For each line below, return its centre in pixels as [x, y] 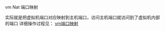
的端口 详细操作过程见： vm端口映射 [42, 23]
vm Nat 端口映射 [22, 7]
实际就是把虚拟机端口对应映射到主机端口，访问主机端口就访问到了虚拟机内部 [82, 17]
